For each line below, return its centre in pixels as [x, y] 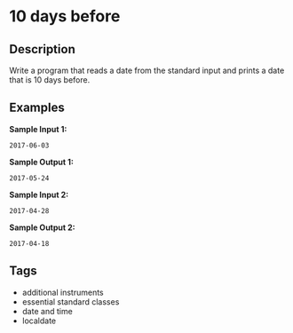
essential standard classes [71, 301]
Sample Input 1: [38, 129]
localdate [39, 321]
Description [42, 49]
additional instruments [63, 292]
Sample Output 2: [42, 227]
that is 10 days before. [50, 80]
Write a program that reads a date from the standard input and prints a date [147, 70]
